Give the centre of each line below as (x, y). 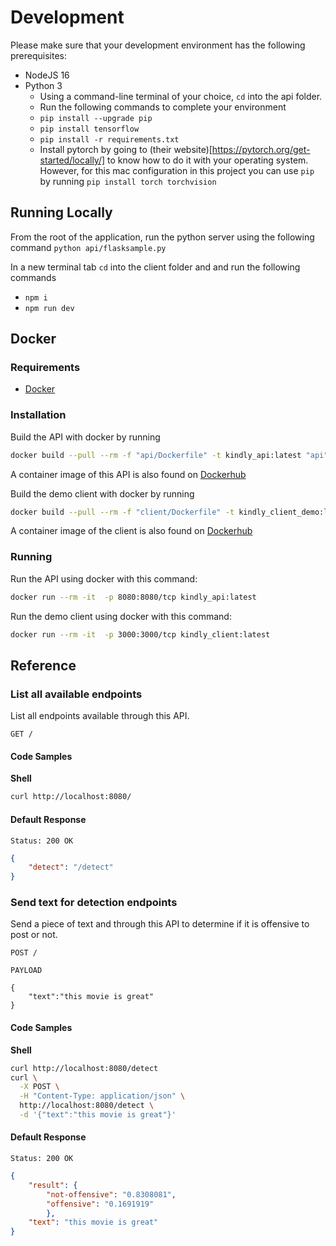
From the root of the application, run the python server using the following (162, 237)
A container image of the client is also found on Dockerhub (131, 531)
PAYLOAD (26, 971)
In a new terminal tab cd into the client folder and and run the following (155, 267)
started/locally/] (72, 160)
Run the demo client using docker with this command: (121, 616)
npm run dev (49, 308)
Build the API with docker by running (85, 437)
